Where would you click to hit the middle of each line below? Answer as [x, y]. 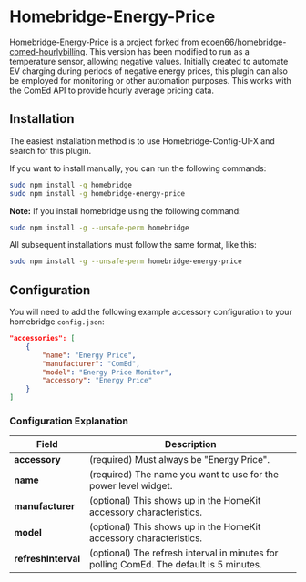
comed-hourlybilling [47, 51]
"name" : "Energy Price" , [89, 355]
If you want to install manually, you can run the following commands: [138, 168]
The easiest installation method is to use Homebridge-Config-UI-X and [142, 141]
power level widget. [131, 486]
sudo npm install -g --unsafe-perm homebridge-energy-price [126, 261]
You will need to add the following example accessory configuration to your [151, 312]
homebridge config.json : [57, 322]
